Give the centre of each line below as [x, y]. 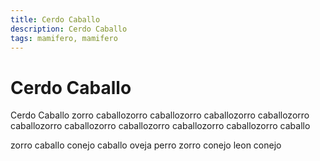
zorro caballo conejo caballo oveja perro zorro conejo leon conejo [146, 145]
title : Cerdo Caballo [55, 19]
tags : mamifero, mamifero [64, 38]
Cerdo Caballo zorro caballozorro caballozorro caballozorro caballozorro [160, 115]
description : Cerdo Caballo [69, 29]
